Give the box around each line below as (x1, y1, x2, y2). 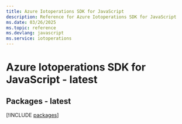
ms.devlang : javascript (6, 30, 64, 36)
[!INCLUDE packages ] (6, 112, 59, 118)
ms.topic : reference (6, 24, 57, 31)
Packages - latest (6, 96, 71, 106)
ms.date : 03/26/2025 (6, 19, 57, 25)
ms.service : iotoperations (6, 36, 72, 41)
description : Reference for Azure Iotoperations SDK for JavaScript (6, 14, 177, 20)
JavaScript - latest (6, 73, 98, 86)
